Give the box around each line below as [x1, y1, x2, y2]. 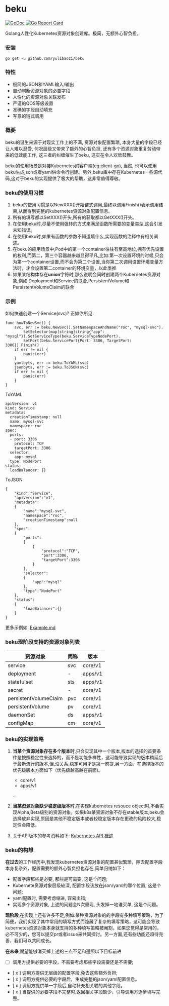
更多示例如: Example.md [5, 624, 56, 631]
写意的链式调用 [12, 113, 44, 119]
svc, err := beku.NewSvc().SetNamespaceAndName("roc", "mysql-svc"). [14, 325, 164, 330]
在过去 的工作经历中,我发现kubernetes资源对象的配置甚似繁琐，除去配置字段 [5, 859, 163, 865]
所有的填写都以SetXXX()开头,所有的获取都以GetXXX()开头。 [12, 214, 137, 220]
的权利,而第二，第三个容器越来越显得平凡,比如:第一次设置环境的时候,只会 [12, 252, 164, 258]
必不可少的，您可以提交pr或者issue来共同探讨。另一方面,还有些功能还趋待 [5, 931, 159, 938]
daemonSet [8, 711, 35, 718]
